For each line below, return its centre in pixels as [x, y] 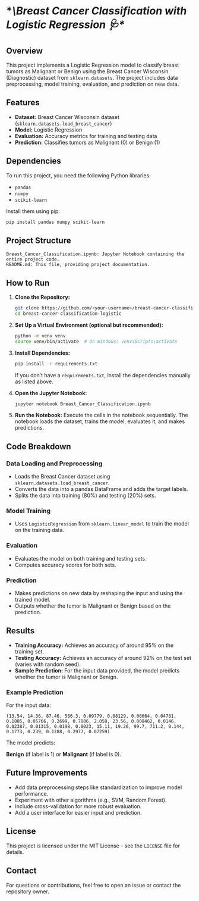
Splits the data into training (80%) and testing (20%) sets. [85, 496]
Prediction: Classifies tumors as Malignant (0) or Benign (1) [87, 142]
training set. [29, 651]
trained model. [32, 599]
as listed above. [34, 381]
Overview [25, 51]
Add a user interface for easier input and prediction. [78, 812]
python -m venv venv [40, 336]
